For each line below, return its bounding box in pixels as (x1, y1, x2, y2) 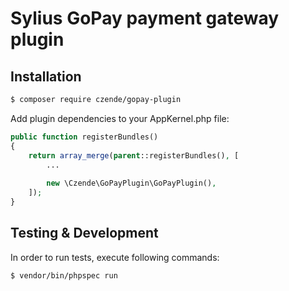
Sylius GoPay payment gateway (10, 7, 280, 30)
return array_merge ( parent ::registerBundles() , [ (28, 150, 240, 161)
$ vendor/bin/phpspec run (10, 270, 118, 281)
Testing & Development (10, 225, 159, 242)
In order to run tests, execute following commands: (10, 251, 220, 263)
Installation (10, 68, 82, 85)
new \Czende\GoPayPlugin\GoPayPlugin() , (46, 178, 217, 189)
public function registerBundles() (10, 132, 159, 142)
